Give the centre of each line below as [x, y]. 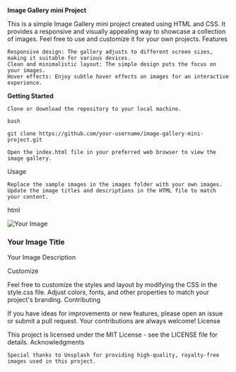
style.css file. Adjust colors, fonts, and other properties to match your [108, 292]
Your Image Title [36, 242]
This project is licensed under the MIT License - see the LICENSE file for [112, 335]
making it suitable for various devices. [69, 58]
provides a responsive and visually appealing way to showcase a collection [117, 31]
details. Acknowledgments [46, 342]
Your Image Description [42, 257]
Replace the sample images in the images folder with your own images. [115, 185]
